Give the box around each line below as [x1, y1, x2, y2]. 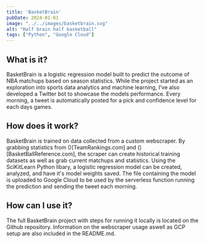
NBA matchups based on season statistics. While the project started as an [6, 77, 193, 84]
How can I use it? [6, 200, 73, 211]
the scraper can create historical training [77, 150, 181, 157]
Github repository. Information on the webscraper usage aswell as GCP [6, 223, 185, 230]
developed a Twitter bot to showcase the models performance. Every [6, 90, 181, 97]
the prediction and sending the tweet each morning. [6, 182, 138, 190]
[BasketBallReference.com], [6, 150, 76, 157]
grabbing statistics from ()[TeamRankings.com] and [6, 143, 136, 151]
